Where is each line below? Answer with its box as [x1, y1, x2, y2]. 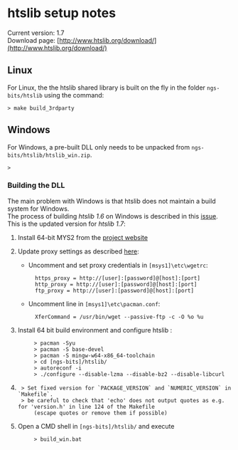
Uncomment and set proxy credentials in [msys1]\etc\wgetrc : [28, 261, 208, 269]
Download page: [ [7, 36, 60, 44]
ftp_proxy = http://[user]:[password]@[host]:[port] [34, 287, 194, 294]
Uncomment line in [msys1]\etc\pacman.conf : [28, 299, 161, 308]
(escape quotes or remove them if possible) [33, 409, 168, 417]
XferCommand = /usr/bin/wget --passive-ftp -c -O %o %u [34, 313, 204, 320]
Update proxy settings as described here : [17, 247, 140, 256]
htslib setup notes [7, 5, 116, 21]
